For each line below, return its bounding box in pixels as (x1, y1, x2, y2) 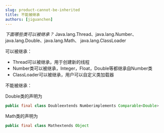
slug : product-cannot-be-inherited (5, 7, 80, 13)
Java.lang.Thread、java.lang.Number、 (54, 31, 137, 37)
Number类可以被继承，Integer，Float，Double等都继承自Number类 (12, 65, 153, 71)
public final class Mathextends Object (5, 123, 89, 128)
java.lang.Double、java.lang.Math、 (5, 37, 80, 43)
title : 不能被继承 (5, 12, 40, 17)
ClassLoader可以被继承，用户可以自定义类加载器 (12, 72, 115, 78)
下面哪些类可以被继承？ (5, 31, 54, 37)
